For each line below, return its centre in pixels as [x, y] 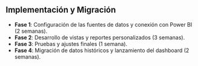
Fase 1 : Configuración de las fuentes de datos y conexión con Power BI [103, 24]
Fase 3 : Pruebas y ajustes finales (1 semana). [71, 44]
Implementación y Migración [61, 10]
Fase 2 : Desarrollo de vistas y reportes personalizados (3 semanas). [100, 37]
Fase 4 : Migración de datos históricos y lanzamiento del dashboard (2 [102, 50]
